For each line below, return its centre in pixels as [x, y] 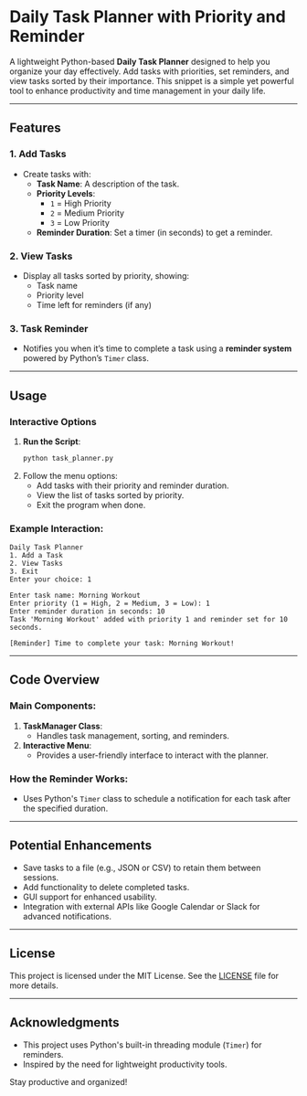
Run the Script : [52, 442]
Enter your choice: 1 [51, 580]
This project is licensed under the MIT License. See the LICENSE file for [144, 975]
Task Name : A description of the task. [108, 184]
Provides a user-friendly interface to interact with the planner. [152, 755]
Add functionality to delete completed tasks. [106, 887]
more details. [34, 985]
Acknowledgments [65, 1022]
